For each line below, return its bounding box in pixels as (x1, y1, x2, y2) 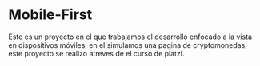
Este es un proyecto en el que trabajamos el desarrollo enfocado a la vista (8, 32, 253, 41)
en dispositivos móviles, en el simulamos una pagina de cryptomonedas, (8, 40, 248, 49)
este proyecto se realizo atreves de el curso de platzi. (8, 49, 185, 58)
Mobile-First (8, 6, 93, 24)
